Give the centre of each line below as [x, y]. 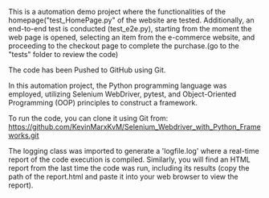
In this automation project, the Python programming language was [118, 85]
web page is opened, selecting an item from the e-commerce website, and [132, 37]
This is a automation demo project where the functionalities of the [117, 12]
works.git [24, 135]
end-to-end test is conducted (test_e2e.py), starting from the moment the [130, 29]
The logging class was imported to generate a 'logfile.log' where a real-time [134, 151]
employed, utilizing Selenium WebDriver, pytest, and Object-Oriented [122, 94]
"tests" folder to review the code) [63, 54]
